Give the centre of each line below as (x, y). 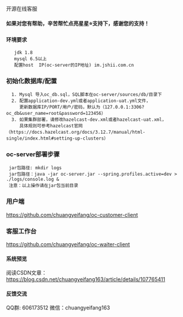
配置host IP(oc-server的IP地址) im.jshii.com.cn (74, 65)
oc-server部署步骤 (33, 154)
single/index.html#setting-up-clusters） (57, 138)
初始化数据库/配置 (32, 81)
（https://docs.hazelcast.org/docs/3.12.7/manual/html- (76, 132)
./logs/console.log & (33, 179)
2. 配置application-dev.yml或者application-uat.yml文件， (81, 101)
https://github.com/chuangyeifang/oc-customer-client (72, 214)
